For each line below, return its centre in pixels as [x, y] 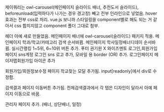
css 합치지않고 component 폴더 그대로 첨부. [57, 26]
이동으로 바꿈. [27, 94]
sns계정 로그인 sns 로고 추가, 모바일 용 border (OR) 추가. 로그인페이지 [86, 55]
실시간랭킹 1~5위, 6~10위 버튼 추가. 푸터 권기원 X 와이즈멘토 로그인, [77, 48]
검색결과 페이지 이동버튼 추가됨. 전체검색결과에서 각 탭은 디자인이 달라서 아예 [79, 88]
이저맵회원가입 [19, 61]
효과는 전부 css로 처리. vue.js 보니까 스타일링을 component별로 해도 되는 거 [79, 19]
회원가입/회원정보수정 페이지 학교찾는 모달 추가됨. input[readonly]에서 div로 [78, 71]
